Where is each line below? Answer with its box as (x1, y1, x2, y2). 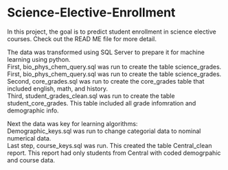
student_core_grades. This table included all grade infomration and (7, 99, 196, 107)
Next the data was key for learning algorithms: (7, 119, 138, 127)
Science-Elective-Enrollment (7, 5, 176, 21)
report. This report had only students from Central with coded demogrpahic (7, 149, 221, 157)
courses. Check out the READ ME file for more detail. (7, 34, 157, 42)
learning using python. (7, 55, 71, 63)
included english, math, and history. (7, 84, 109, 93)
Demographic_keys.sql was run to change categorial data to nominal (7, 127, 201, 135)
